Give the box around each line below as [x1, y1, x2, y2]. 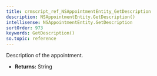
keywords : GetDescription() [6, 30, 75, 36]
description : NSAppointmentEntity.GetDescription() [6, 14, 135, 20]
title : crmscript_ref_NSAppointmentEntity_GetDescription [6, 8, 151, 15]
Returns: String [14, 63, 53, 70]
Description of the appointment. [6, 52, 83, 58]
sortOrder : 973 [6, 25, 44, 31]
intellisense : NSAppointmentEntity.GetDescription [6, 19, 133, 25]
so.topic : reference [6, 36, 57, 42]
